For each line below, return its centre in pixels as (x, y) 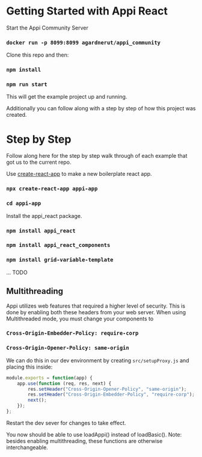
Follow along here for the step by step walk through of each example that (97, 156)
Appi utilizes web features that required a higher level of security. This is (96, 306)
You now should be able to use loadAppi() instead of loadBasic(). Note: (94, 434)
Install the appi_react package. (44, 216)
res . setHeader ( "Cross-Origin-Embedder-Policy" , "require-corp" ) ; (112, 395)
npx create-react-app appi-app (52, 189)
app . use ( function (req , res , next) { (64, 384)
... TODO (17, 272)
